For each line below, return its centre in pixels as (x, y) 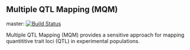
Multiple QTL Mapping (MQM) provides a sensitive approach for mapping (95, 35)
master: (15, 23)
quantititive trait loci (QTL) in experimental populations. (73, 41)
